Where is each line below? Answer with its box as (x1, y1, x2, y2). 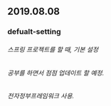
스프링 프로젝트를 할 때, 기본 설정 (7, 45, 99, 54)
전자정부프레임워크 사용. (7, 92, 75, 100)
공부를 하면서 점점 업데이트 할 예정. (7, 69, 105, 77)
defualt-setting (7, 27, 61, 37)
